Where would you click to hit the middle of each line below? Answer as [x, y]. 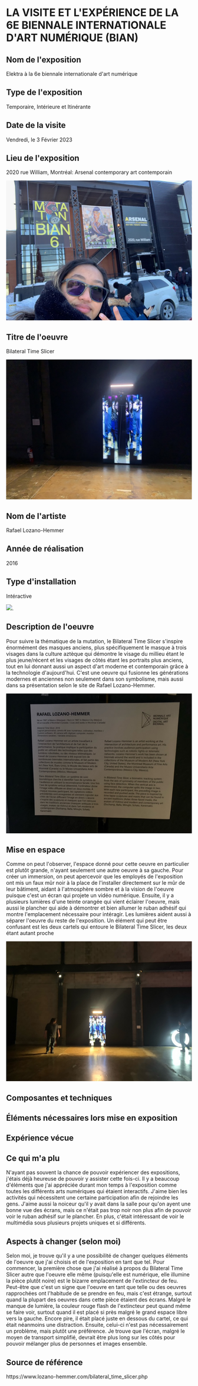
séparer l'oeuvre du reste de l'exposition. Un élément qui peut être [87, 921]
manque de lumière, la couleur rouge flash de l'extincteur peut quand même [98, 1306]
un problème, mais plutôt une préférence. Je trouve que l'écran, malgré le [96, 1331]
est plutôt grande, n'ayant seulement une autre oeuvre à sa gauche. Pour [95, 871]
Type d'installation [41, 582]
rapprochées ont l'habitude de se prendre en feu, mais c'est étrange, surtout [99, 1294]
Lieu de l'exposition [43, 158]
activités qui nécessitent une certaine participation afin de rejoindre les [92, 1198]
